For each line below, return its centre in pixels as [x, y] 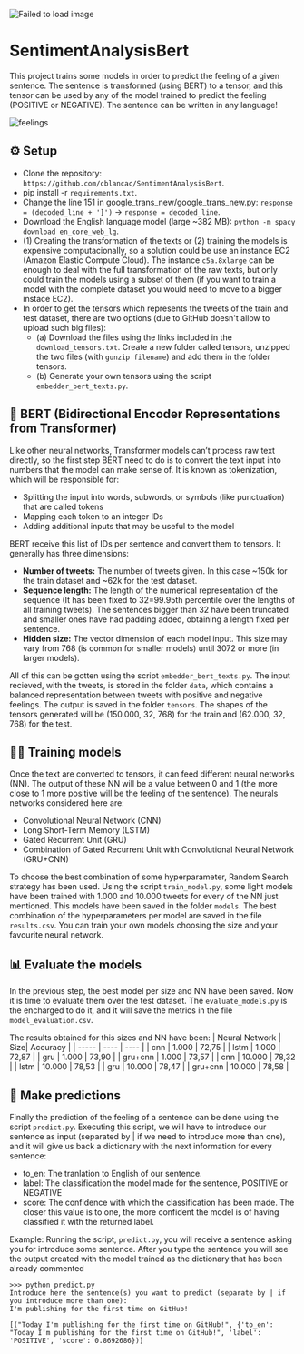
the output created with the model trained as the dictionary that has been [146, 1259]
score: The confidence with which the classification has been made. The [158, 1202]
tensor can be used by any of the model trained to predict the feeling [138, 95]
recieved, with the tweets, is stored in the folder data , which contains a [142, 685]
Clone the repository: [62, 173]
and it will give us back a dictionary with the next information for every [141, 1146]
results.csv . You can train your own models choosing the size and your [144, 925]
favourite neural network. [57, 935]
